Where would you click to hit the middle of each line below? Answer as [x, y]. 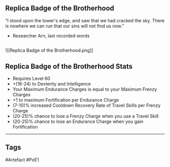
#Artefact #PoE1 [22, 159]
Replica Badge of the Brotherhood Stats [69, 66]
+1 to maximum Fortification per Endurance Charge [66, 100]
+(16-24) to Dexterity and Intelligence [52, 84]
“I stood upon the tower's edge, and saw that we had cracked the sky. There [85, 20]
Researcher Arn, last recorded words [51, 35]
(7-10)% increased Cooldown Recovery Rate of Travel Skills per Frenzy [87, 105]
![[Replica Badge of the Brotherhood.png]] [49, 51]
